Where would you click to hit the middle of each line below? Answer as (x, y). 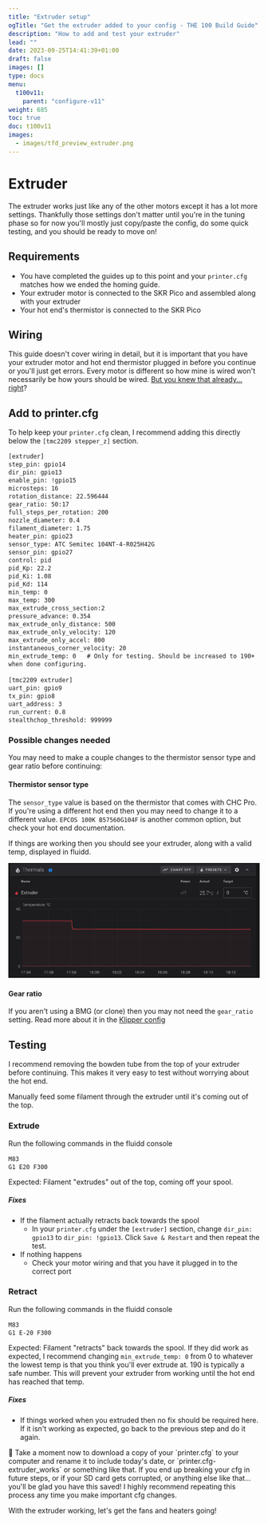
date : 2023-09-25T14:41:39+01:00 (64, 51)
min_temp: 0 (28, 592)
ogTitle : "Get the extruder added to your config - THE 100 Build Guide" (134, 25)
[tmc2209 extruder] (41, 680)
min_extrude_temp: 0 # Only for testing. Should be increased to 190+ (132, 656)
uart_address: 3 (35, 704)
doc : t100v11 (30, 127)
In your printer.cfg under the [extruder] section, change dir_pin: (142, 1229)
